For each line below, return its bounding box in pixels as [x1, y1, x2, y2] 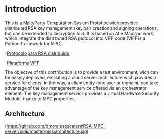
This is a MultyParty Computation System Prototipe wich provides [5, 20, 138, 26]
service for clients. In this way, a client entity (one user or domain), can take [5, 80, 159, 86]
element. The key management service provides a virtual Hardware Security [5, 90, 159, 96]
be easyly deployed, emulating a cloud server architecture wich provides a [5, 74, 156, 80]
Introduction [5, 3, 57, 15]
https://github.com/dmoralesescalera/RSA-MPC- [6, 123, 106, 129]
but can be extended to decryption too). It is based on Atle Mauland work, [5, 30, 155, 36]
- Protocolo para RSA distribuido [5, 50, 70, 56]
